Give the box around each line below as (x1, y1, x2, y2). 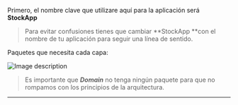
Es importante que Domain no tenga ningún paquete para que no (24, 75, 215, 84)
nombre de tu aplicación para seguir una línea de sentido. (24, 35, 193, 43)
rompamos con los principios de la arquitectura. (24, 83, 165, 91)
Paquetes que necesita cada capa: (7, 49, 108, 56)
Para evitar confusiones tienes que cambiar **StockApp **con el (24, 27, 216, 35)
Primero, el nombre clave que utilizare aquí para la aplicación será (7, 6, 200, 14)
